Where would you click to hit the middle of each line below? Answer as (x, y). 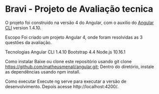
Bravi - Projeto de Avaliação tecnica (79, 9)
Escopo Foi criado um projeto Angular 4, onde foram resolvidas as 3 (74, 37)
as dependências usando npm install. (43, 71)
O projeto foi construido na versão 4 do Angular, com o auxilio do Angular (79, 23)
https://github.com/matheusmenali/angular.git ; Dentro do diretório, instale (80, 67)
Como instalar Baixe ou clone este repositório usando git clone (68, 61)
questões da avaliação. (28, 42)
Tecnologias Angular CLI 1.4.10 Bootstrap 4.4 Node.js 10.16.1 (65, 52)
